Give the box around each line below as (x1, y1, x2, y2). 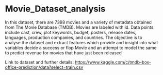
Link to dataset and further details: (5, 59, 74, 65)
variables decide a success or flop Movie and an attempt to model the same (5, 45, 157, 50)
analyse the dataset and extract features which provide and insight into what (5, 39, 158, 45)
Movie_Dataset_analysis (5, 3, 106, 14)
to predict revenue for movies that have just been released (5, 50, 122, 56)
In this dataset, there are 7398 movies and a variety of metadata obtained (5, 19, 152, 25)
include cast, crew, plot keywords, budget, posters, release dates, (5, 29, 137, 35)
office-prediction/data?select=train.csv (5, 64, 83, 70)
